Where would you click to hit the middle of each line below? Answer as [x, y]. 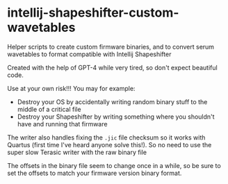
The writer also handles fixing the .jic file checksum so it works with [106, 137]
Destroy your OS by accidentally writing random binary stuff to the [112, 101]
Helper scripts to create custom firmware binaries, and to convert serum [111, 47]
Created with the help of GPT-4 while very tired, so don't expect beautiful [112, 67]
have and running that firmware [62, 124]
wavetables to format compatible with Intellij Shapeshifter [89, 54]
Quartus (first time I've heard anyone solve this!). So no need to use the [109, 144]
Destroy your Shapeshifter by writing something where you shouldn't [116, 117]
